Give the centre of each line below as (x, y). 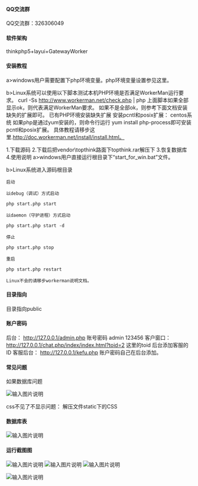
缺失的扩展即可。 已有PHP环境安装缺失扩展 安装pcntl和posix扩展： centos (97, 115)
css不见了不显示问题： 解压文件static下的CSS (62, 407)
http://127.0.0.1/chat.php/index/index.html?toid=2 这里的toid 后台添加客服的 (98, 345)
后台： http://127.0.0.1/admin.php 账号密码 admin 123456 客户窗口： (89, 338)
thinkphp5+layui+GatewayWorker (47, 52)
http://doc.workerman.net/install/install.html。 (69, 137)
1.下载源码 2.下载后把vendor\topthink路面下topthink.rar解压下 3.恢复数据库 (97, 149)
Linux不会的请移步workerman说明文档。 (49, 281)
